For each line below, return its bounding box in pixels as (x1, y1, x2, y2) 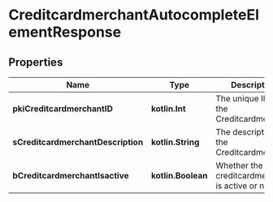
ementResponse (8, 23, 122, 41)
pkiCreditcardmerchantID (12, 103, 114, 114)
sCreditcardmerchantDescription (12, 136, 144, 148)
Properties (8, 55, 63, 69)
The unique (214, 93, 259, 104)
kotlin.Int (150, 103, 186, 114)
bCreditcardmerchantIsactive (12, 170, 129, 181)
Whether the (214, 160, 263, 171)
